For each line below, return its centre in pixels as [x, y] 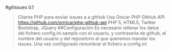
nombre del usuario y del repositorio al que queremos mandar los [87, 38]
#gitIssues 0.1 [20, 7]
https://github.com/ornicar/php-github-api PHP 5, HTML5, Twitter [87, 22]
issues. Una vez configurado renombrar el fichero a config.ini [82, 44]
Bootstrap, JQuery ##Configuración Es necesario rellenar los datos [88, 28]
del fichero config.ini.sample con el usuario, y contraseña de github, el [92, 33]
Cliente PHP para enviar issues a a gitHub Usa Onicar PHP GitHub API [91, 17]
